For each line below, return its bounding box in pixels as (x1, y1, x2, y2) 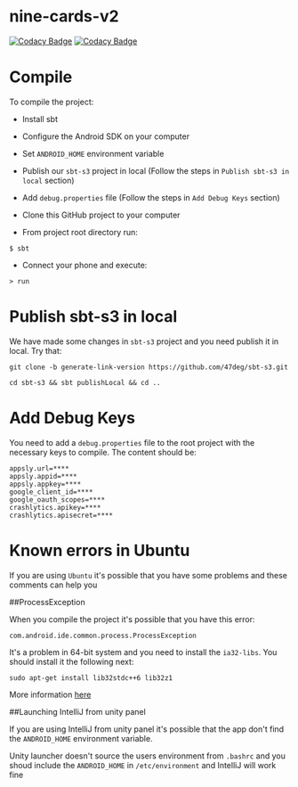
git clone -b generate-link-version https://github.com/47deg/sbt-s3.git (9, 363, 289, 372)
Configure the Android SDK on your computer (21, 131, 189, 142)
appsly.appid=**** (9, 471, 77, 480)
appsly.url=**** (9, 463, 69, 473)
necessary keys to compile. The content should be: (9, 447, 197, 457)
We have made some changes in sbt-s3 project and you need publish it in (9, 336, 279, 347)
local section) (21, 175, 75, 185)
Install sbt (21, 113, 58, 124)
